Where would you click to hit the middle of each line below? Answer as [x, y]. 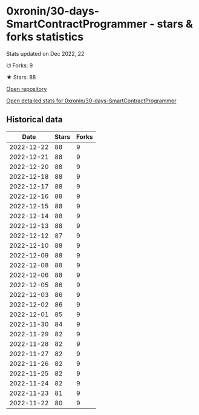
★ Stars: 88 [21, 77]
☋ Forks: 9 [20, 65]
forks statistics [45, 37]
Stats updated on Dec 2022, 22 [45, 53]
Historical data [34, 120]
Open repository [27, 88]
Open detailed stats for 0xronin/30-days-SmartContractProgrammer [91, 101]
